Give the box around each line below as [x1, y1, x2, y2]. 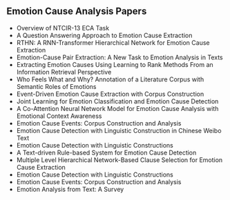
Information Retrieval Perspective [16, 68, 112, 76]
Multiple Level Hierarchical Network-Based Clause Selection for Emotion [16, 155, 223, 164]
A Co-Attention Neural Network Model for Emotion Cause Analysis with [16, 104, 219, 112]
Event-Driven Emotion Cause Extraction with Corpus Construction [16, 90, 204, 98]
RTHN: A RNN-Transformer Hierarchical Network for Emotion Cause [16, 38, 210, 47]
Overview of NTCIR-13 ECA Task [16, 23, 110, 32]
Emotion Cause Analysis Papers [6, 6, 147, 17]
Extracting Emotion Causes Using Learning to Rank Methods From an [16, 60, 213, 68]
